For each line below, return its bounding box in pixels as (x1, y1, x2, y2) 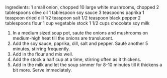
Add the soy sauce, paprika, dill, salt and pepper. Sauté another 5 (12, 40, 148, 46)
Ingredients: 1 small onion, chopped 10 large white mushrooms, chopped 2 (5, 4, 159, 10)
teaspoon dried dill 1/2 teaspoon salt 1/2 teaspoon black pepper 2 (5, 15, 141, 20)
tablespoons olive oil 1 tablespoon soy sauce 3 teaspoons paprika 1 (5, 9, 144, 15)
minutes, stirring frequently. (12, 46, 70, 51)
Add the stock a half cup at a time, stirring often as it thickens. (12, 56, 142, 62)
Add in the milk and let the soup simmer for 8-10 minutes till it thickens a (12, 62, 162, 67)
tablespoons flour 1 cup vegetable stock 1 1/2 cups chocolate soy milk (5, 20, 150, 26)
